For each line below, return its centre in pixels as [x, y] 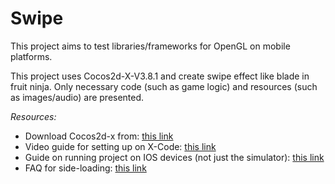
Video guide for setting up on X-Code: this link [120, 146]
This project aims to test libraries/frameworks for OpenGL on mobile [150, 46]
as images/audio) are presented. [77, 97]
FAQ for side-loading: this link [85, 168]
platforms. [31, 56]
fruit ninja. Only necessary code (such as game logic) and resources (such [164, 86]
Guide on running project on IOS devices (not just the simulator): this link [174, 157]
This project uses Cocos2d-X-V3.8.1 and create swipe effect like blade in [160, 76]
